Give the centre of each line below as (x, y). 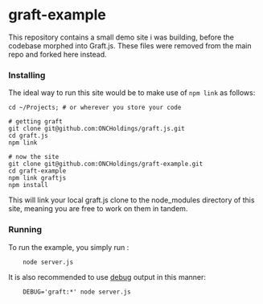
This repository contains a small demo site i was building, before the (121, 37)
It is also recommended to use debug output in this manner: (107, 277)
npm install (28, 185)
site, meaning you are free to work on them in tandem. (98, 209)
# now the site (34, 157)
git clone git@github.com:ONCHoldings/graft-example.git (106, 164)
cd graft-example (37, 171)
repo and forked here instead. (58, 54)
